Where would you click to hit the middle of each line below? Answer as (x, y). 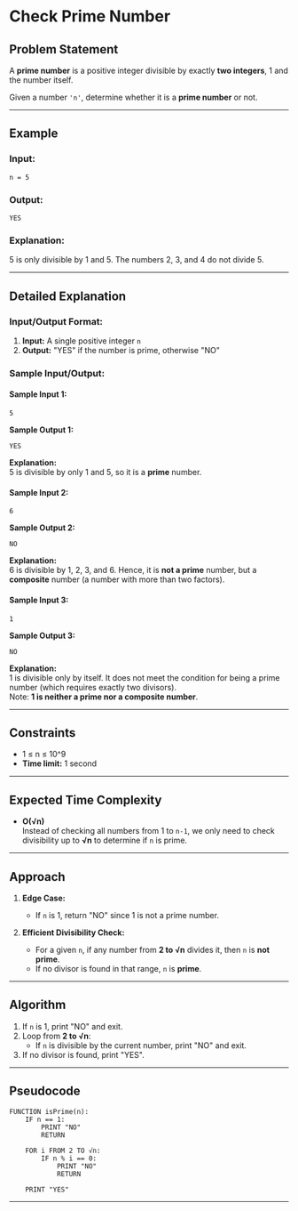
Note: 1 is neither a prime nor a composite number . (104, 697)
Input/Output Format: (56, 321)
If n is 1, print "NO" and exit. (72, 1026)
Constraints (43, 733)
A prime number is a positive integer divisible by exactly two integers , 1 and (149, 70)
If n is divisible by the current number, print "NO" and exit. (141, 1045)
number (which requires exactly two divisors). (93, 687)
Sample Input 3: (39, 600)
